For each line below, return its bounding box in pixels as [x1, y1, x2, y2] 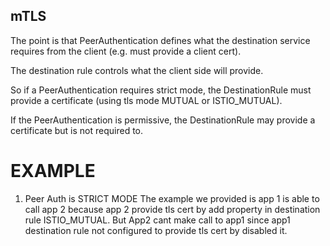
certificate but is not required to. [10, 124, 144, 136]
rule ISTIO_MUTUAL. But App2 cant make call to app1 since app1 [24, 214, 291, 226]
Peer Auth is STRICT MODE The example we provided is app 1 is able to [24, 192, 320, 204]
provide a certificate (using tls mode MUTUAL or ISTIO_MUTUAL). [10, 94, 283, 106]
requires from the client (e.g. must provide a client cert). [10, 45, 242, 57]
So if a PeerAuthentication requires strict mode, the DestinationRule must [10, 84, 312, 96]
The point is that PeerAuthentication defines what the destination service [10, 34, 311, 46]
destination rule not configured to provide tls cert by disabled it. [24, 224, 288, 236]
